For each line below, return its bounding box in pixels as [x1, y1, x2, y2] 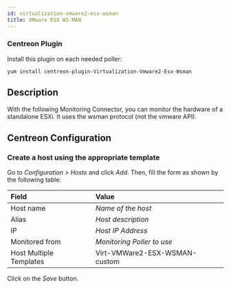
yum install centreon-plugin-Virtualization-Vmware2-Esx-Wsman [7, 68, 192, 75]
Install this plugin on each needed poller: [7, 54, 122, 63]
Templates [10, 257, 45, 267]
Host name [10, 203, 46, 213]
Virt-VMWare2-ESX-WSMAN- [95, 248, 197, 258]
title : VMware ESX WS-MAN [7, 16, 81, 23]
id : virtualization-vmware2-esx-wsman [7, 10, 118, 17]
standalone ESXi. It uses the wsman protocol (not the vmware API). [7, 112, 197, 120]
